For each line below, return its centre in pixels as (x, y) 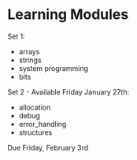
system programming (53, 68)
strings (30, 60)
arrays (29, 51)
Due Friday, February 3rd (48, 147)
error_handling (43, 124)
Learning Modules (68, 15)
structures (35, 132)
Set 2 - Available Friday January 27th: (68, 91)
